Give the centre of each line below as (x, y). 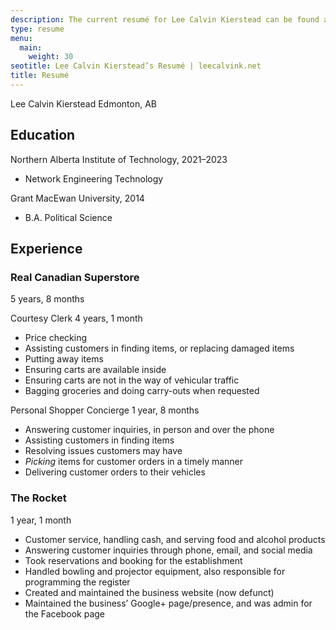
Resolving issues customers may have (103, 451)
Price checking (56, 338)
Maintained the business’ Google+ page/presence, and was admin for (168, 603)
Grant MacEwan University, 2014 (77, 198)
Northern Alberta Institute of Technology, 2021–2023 (119, 159)
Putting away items (64, 359)
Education (43, 135)
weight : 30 (51, 57)
